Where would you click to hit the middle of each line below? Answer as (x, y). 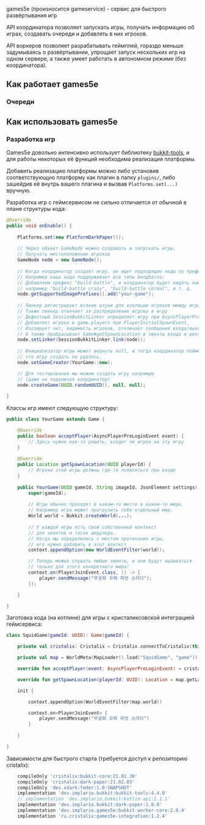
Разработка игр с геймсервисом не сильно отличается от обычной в (97, 202)
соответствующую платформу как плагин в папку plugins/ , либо (91, 177)
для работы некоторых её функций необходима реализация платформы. (101, 159)
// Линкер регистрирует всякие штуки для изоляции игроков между (102, 306)
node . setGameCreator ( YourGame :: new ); (65, 362)
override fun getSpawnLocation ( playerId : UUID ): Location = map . (102, 680)
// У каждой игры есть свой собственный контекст (92, 527)
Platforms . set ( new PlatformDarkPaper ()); (70, 237)
